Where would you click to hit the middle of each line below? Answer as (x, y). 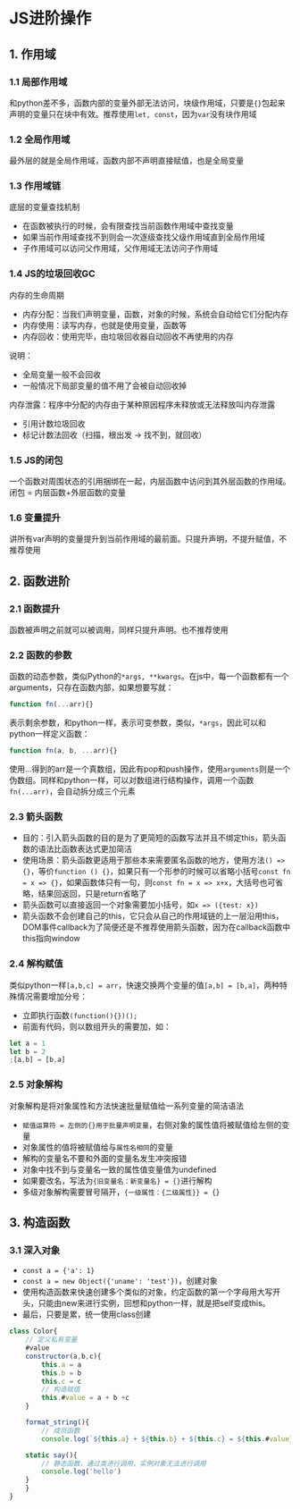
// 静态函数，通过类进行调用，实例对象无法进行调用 (124, 1463)
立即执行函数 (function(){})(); (80, 1015)
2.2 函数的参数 (41, 655)
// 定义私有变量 (51, 1340)
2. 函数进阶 (40, 581)
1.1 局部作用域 (38, 81)
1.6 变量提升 (35, 518)
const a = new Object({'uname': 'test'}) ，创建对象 (120, 1281)
